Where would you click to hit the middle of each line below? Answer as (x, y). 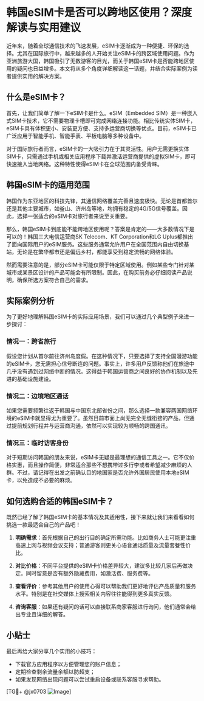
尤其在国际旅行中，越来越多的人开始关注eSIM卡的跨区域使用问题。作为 (106, 53)
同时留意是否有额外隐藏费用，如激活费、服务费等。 (90, 573)
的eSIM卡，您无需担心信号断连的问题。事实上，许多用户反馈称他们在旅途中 (100, 363)
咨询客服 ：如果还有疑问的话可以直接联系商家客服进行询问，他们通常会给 (105, 607)
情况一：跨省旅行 (31, 341)
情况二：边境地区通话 (37, 396)
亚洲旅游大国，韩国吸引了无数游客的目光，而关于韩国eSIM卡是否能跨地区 (98, 61)
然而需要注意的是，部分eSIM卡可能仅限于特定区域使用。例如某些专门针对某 (100, 265)
